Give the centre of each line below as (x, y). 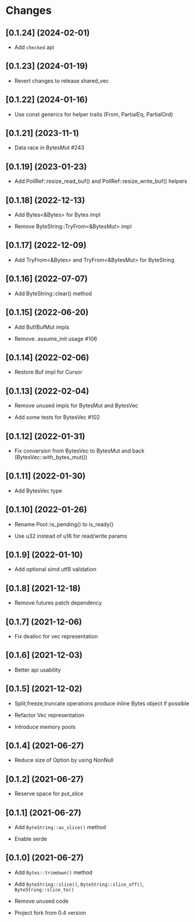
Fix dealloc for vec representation (56, 636)
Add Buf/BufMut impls (42, 327)
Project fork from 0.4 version (50, 912)
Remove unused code (41, 901)
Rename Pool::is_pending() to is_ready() (64, 524)
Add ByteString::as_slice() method (60, 827)
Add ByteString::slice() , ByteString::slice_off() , (79, 884)
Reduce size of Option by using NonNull (64, 760)
